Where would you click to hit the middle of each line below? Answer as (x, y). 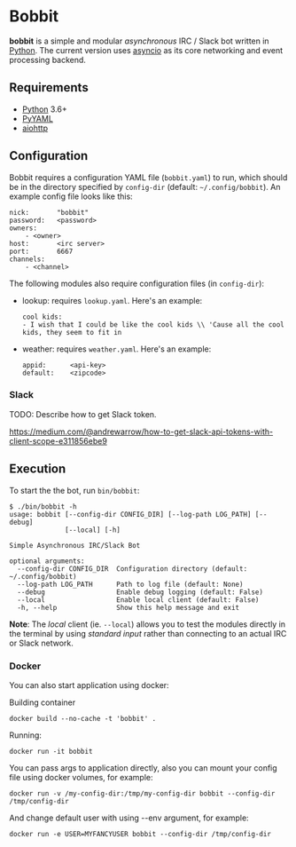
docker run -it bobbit (51, 751)
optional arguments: (47, 561)
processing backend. (48, 59)
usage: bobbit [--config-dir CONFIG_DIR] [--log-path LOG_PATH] (130, 514)
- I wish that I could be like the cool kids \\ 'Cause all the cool (153, 325)
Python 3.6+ (45, 109)
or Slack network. (41, 643)
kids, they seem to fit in (72, 332)
